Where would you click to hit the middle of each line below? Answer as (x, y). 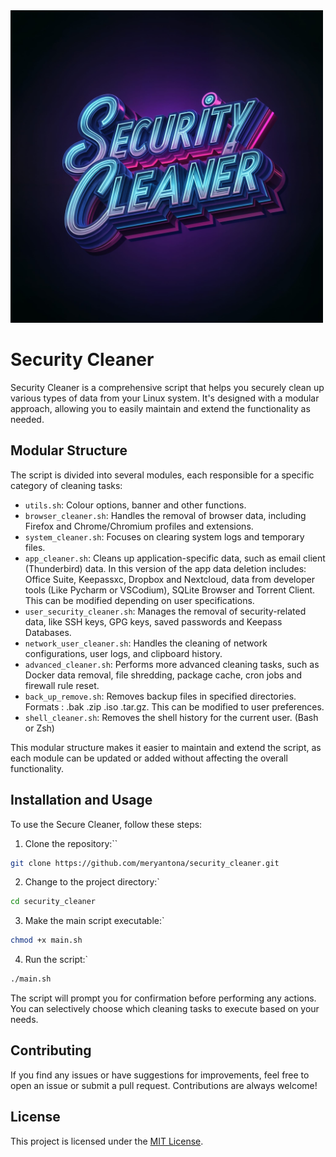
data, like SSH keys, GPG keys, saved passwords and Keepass (153, 621)
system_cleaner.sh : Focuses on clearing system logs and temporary (164, 536)
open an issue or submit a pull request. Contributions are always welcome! (164, 1085)
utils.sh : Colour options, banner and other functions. (135, 505)
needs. (24, 1020)
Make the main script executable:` (94, 921)
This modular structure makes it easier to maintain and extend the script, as (166, 747)
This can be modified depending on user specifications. (139, 600)
